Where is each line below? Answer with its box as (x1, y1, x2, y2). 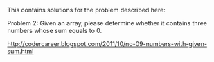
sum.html (7, 48, 34, 55)
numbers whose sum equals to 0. (7, 27, 102, 34)
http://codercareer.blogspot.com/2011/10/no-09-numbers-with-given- (7, 40, 208, 48)
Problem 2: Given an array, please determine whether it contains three (7, 19, 208, 27)
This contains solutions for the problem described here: (7, 6, 166, 14)
